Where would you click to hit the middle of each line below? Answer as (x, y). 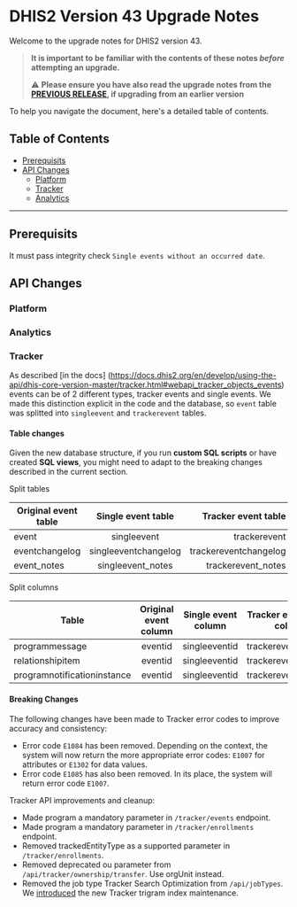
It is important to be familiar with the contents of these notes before (157, 58)
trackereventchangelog (238, 551)
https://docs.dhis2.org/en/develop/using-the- (193, 376)
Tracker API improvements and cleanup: (82, 800)
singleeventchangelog (135, 551)
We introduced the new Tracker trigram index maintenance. (130, 893)
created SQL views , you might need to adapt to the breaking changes (136, 462)
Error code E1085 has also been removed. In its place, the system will (147, 773)
